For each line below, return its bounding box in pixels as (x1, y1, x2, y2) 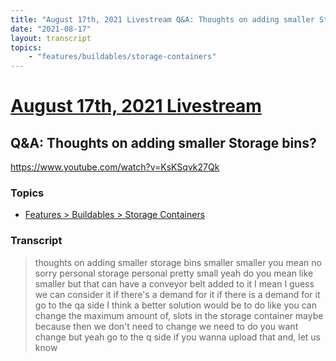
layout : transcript (10, 33, 92, 43)
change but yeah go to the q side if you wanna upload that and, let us (34, 331, 322, 343)
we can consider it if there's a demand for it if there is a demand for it (34, 288, 321, 300)
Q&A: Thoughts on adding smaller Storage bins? (10, 134, 317, 151)
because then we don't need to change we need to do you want (34, 320, 299, 332)
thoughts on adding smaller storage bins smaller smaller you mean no (34, 256, 322, 268)
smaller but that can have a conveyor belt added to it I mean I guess (34, 277, 315, 290)
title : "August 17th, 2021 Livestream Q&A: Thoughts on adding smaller (10, 14, 315, 25)
